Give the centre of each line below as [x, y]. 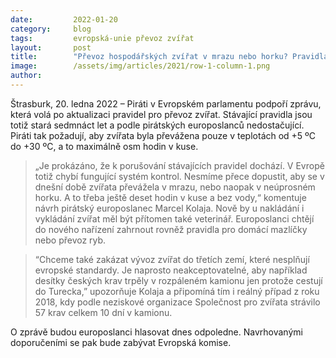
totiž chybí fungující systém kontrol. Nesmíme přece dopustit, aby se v [179, 176]
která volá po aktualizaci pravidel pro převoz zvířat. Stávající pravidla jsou [161, 114]
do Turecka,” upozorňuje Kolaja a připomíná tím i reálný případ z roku [177, 291]
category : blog [51, 29]
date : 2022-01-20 [64, 19]
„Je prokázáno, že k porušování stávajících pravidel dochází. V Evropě [179, 165]
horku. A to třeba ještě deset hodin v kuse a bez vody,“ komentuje [170, 197]
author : [26, 76]
